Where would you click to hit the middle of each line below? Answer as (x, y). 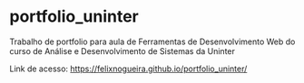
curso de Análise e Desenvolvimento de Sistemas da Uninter (123, 51)
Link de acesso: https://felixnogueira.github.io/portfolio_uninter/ (128, 69)
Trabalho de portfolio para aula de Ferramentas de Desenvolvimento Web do (152, 41)
